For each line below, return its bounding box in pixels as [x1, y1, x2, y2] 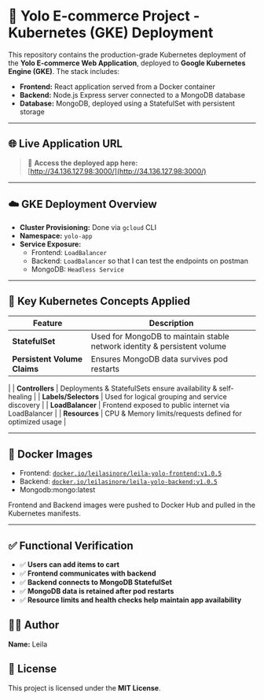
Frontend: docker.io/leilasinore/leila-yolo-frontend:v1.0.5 [19, 469, 222, 478]
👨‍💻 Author [8, 618, 60, 632]
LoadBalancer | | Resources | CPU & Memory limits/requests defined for [8, 409, 242, 418]
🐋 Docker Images [8, 447, 93, 461]
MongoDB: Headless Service [31, 264, 124, 274]
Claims [12, 364, 39, 375]
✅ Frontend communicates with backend [19, 569, 156, 578]
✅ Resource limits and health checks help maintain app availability [19, 595, 242, 605]
